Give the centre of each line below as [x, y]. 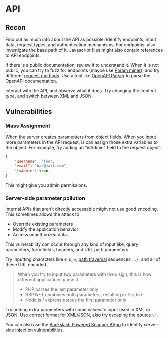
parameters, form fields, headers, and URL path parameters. [67, 250]
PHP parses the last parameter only [62, 289]
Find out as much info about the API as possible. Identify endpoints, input [81, 39]
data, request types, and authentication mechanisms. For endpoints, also [80, 45]
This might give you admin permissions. [46, 185]
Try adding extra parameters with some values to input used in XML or [78, 310]
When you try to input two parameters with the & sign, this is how [85, 274]
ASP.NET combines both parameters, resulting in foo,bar [84, 295]
